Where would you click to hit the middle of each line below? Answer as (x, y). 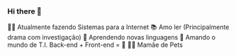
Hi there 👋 (25, 11)
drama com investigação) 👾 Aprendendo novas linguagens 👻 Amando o (112, 38)
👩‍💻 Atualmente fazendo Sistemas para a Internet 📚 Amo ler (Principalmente (118, 27)
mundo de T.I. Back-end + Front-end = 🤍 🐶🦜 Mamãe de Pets (95, 45)
